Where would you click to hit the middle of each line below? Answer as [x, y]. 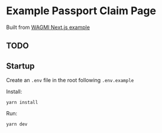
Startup [20, 66]
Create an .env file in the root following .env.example [70, 80]
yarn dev [17, 124]
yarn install [22, 103]
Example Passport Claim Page [81, 11]
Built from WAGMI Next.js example [48, 27]
